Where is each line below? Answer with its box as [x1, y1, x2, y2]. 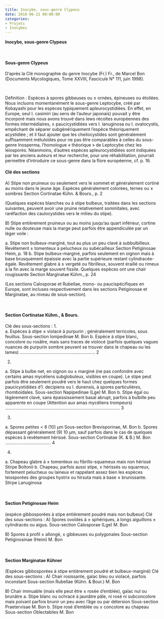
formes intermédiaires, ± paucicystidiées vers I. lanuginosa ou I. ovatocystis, [5, 121, 160, 127]
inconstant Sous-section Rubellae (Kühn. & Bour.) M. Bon [5, 579, 120, 585]
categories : [5, 16, 29, 21]
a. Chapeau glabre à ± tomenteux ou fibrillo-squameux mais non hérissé [5, 459, 151, 464]
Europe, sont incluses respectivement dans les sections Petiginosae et [5, 286, 148, 292]
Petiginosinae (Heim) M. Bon [5, 536, 63, 542]
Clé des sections [5, 169, 40, 175]
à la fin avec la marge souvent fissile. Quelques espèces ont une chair [5, 266, 146, 272]
